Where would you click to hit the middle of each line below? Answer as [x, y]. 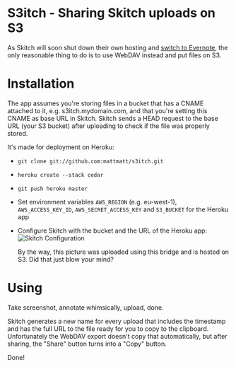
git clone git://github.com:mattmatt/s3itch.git [90, 161]
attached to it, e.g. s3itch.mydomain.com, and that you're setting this [107, 110]
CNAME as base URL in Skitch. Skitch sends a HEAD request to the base [113, 118]
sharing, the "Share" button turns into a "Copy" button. [87, 344]
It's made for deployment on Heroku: [61, 147]
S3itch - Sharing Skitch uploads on [111, 13]
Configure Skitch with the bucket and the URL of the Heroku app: [112, 231]
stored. [18, 133]
